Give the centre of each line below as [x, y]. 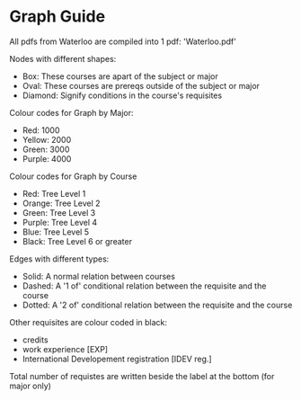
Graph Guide [58, 17]
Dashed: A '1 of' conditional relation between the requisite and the [144, 286]
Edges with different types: [59, 259]
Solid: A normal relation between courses [98, 276]
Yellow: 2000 [47, 139]
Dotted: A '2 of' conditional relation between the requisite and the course [157, 305]
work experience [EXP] [65, 349]
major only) [31, 386]
